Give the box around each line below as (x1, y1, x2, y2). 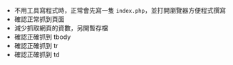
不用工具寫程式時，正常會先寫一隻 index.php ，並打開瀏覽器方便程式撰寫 (14, 6, 227, 14)
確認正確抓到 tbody (14, 32, 71, 41)
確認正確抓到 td (14, 50, 60, 59)
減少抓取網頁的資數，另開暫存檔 (14, 24, 108, 32)
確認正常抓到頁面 (14, 15, 65, 23)
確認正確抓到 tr (14, 42, 58, 49)
